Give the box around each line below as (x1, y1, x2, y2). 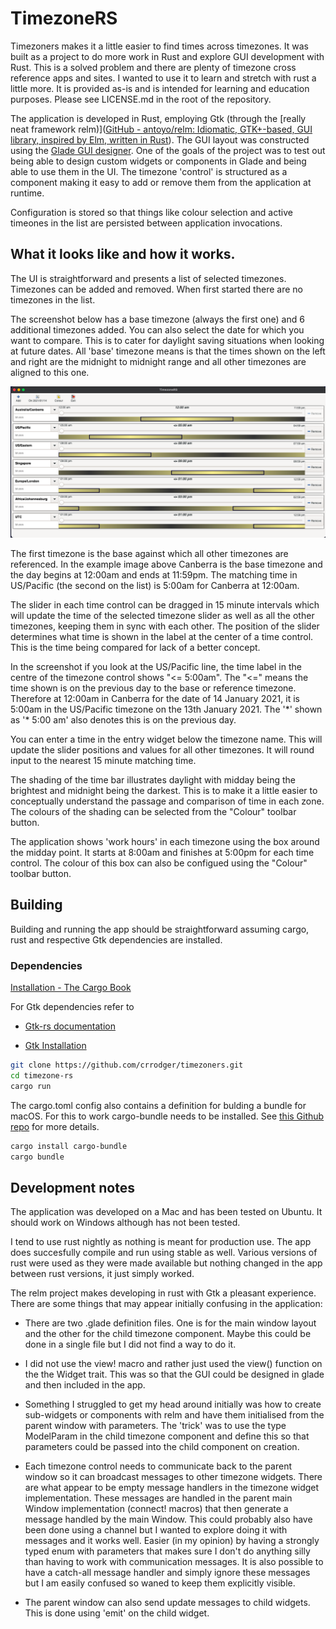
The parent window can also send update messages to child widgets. (24, 1597, 311, 1609)
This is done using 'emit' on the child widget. (24, 1607, 210, 1619)
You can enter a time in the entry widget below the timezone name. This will (10, 733, 323, 745)
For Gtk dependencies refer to (10, 1001, 135, 1013)
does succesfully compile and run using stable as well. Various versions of (10, 1247, 318, 1259)
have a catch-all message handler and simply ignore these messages (24, 1567, 311, 1579)
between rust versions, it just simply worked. (10, 1268, 195, 1280)
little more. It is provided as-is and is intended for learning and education (10, 82, 310, 94)
